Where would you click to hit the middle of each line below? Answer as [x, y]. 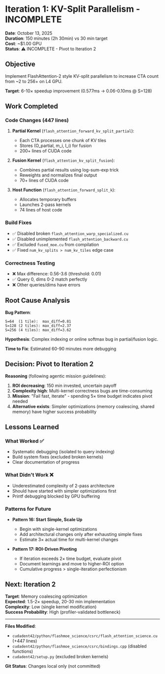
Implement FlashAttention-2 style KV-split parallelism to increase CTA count [82, 76]
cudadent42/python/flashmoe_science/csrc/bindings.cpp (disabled [79, 646]
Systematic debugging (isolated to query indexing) [63, 452]
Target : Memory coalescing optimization [46, 596]
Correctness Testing [30, 263]
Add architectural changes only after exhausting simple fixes [81, 534]
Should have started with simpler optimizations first [64, 491]
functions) [23, 651]
